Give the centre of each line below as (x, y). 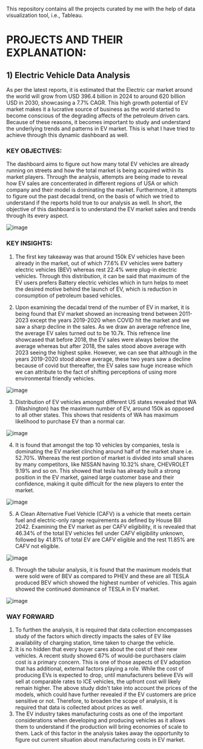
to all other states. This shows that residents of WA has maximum (97, 415)
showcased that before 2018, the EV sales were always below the (97, 340)
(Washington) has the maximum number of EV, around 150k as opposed (105, 408)
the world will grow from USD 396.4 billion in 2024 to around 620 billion (96, 96)
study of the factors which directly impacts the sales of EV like (93, 636)
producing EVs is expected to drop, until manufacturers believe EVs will (104, 675)
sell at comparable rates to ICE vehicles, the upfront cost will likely (98, 681)
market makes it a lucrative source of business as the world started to (93, 109)
